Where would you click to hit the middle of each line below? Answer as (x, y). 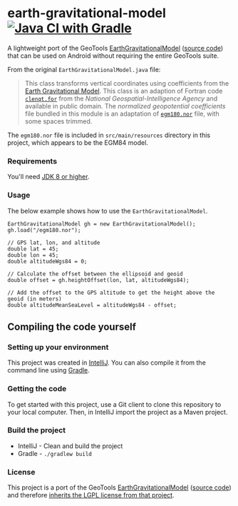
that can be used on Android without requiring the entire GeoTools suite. (113, 56)
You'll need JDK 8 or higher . (48, 177)
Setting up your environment (58, 347)
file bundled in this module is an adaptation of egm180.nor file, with (122, 113)
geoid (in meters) (35, 299)
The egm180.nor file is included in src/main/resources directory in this (109, 135)
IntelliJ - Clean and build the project (70, 446)
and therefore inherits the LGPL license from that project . (91, 495)
